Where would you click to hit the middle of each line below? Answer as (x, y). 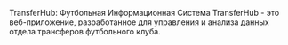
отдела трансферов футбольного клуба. (85, 31)
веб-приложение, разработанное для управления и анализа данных (139, 22)
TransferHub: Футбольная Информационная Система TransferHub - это (144, 13)
